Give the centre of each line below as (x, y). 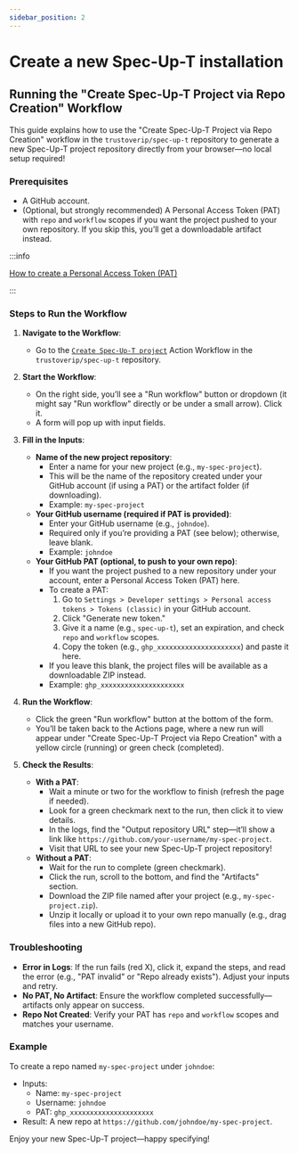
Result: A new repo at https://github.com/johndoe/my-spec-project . (147, 1121)
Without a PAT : (63, 858)
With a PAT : (57, 782)
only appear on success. (100, 1005)
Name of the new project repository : (104, 457)
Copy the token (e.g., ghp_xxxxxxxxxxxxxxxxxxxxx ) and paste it (175, 647)
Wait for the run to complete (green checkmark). (137, 868)
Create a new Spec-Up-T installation (146, 61)
